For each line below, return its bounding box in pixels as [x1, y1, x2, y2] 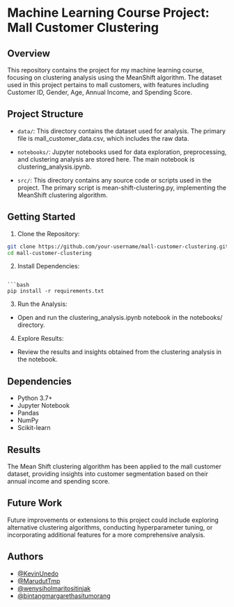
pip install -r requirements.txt [7, 288, 104, 295]
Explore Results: [17, 335, 64, 343]
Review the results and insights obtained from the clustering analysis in [17, 348, 221, 356]
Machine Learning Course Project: [7, 5, 210, 21]
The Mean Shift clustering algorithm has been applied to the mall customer [7, 462, 221, 470]
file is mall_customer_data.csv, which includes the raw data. [17, 134, 189, 142]
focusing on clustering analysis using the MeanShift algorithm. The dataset [7, 73, 222, 82]
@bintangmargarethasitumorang [17, 591, 111, 600]
